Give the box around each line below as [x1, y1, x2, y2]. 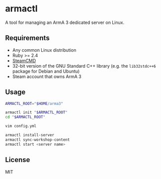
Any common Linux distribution [12, 47, 77, 53]
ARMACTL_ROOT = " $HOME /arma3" [5, 101, 64, 106]
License [5, 156, 30, 164]
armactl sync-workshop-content [5, 137, 70, 142]
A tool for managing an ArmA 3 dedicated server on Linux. [5, 19, 125, 25]
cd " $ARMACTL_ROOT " [5, 115, 46, 120]
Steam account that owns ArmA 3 [12, 73, 81, 80]
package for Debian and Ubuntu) [12, 68, 80, 74]
